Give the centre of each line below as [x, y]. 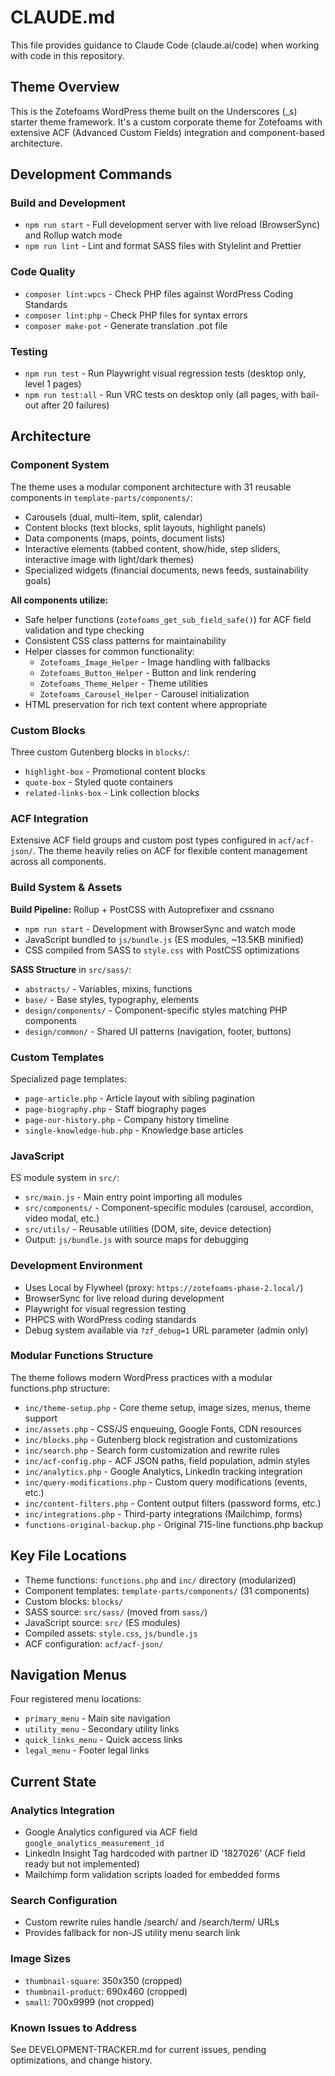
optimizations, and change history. [81, 2060]
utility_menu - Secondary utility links [102, 1729]
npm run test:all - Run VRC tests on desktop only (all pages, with [161, 395]
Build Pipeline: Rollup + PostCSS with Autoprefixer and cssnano [142, 909]
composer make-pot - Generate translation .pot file [126, 325]
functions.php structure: [60, 1388]
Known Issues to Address [74, 2028]
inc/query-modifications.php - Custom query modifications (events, [166, 1482]
